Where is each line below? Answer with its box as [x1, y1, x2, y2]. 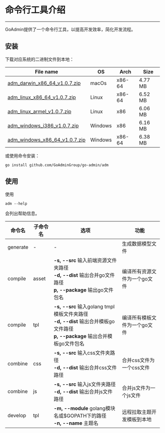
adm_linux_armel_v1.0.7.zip [7, 108, 72, 115]
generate [7, 244, 28, 251]
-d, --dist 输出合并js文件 [54, 388, 113, 395]
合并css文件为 [122, 357, 155, 363]
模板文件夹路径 [54, 310, 88, 317]
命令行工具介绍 [5, 4, 66, 16]
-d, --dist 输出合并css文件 [54, 364, 117, 371]
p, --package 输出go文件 [54, 287, 114, 293]
